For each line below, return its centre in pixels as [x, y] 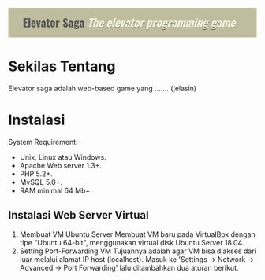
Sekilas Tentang [62, 66]
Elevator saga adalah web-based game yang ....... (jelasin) [103, 88]
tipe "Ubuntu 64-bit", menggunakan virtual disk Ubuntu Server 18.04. [132, 242]
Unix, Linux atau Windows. [63, 157]
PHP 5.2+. [36, 174]
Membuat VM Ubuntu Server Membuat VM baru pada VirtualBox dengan [138, 234]
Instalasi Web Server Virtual [78, 215]
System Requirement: [43, 142]
